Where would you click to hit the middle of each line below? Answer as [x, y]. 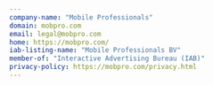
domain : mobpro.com [45, 26]
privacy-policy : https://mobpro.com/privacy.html [103, 67]
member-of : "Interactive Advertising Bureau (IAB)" [107, 58]
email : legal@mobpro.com [55, 34]
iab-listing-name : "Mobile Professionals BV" [95, 50]
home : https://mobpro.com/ [59, 42]
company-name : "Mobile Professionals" [81, 17]
